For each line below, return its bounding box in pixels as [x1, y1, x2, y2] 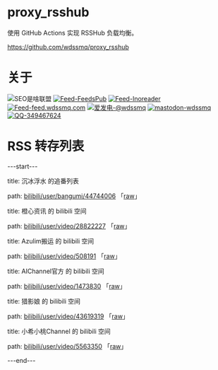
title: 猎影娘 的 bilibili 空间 [7, 296, 81, 305]
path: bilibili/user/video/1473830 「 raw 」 [7, 282, 126, 290]
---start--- [7, 162, 38, 170]
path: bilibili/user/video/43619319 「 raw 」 [7, 312, 129, 320]
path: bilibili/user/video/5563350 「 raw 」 [7, 342, 128, 350]
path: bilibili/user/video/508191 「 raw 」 [7, 252, 121, 260]
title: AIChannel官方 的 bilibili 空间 [7, 267, 104, 275]
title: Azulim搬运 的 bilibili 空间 [7, 236, 95, 245]
